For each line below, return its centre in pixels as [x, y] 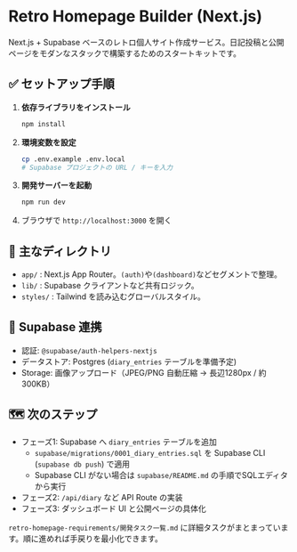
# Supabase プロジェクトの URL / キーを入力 [97, 167]
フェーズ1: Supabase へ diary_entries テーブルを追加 [119, 442]
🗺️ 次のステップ [53, 414]
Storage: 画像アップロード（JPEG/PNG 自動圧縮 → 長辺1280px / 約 [144, 372]
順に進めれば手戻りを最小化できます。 [93, 538]
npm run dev [43, 202]
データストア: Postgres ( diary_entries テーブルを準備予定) [129, 361]
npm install [43, 124]
